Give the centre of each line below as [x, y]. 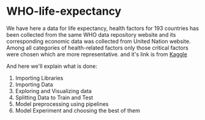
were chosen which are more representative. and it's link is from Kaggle [97, 54]
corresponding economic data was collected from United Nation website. [99, 41]
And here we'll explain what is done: [52, 66]
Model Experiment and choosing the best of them [78, 110]
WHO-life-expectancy [64, 11]
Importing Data [34, 84]
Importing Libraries [39, 78]
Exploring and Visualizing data [53, 91]
